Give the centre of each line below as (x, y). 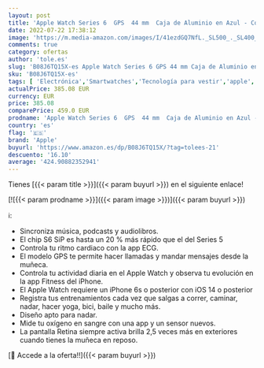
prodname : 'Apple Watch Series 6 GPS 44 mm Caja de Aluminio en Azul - (133, 118)
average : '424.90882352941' (54, 162)
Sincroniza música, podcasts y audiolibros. (89, 231)
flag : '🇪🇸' (27, 132)
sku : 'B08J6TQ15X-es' (44, 74)
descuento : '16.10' (40, 154)
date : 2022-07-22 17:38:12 (52, 30)
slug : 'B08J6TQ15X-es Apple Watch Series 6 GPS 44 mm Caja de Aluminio (128, 67)
